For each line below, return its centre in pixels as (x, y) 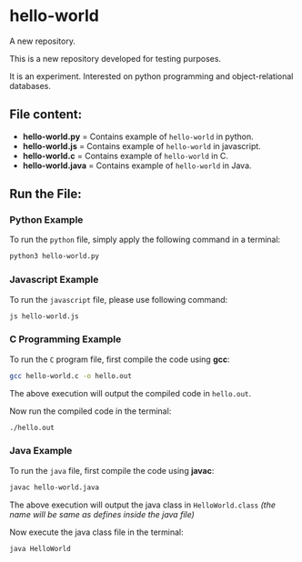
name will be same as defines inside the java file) (102, 514)
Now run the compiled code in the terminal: (91, 411)
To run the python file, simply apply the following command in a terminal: (145, 240)
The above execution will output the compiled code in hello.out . (131, 393)
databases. (30, 85)
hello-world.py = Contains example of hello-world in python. (138, 136)
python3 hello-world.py (55, 256)
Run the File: (45, 194)
